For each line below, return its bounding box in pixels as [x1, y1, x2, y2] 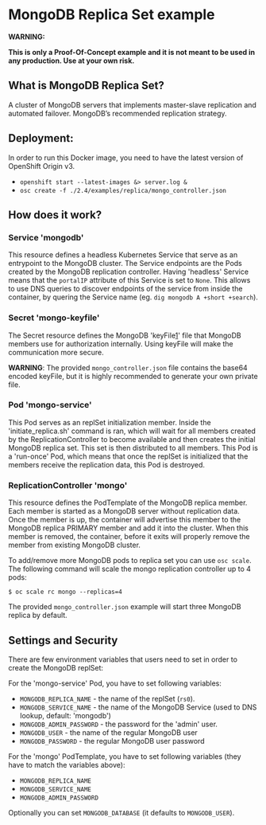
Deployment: [8, 131, 74, 145]
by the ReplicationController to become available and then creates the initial [8, 434, 256, 444]
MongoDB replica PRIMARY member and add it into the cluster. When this [8, 523, 249, 533]
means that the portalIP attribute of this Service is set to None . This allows [8, 276, 251, 285]
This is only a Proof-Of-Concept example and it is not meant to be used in [8, 47, 256, 57]
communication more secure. [8, 347, 105, 357]
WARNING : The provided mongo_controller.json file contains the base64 [8, 362, 248, 372]
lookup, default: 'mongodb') [19, 710, 111, 720]
